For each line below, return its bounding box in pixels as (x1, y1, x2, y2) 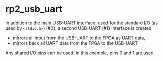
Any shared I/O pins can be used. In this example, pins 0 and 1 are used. (5, 50, 155, 56)
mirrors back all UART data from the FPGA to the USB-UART (12, 40, 138, 46)
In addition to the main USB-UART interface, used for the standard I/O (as (5, 20, 158, 26)
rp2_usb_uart (5, 3, 63, 15)
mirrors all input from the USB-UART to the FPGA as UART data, (12, 35, 145, 41)
